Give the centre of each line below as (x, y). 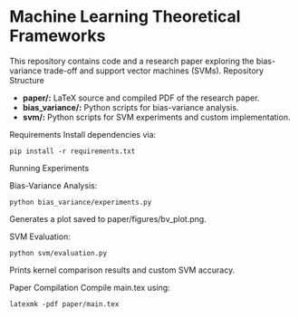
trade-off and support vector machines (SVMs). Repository (154, 71)
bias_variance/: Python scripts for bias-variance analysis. (130, 107)
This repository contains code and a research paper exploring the (132, 61)
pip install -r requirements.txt (72, 151)
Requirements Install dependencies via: (83, 134)
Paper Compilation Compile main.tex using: (90, 287)
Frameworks (58, 36)
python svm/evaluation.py (58, 253)
